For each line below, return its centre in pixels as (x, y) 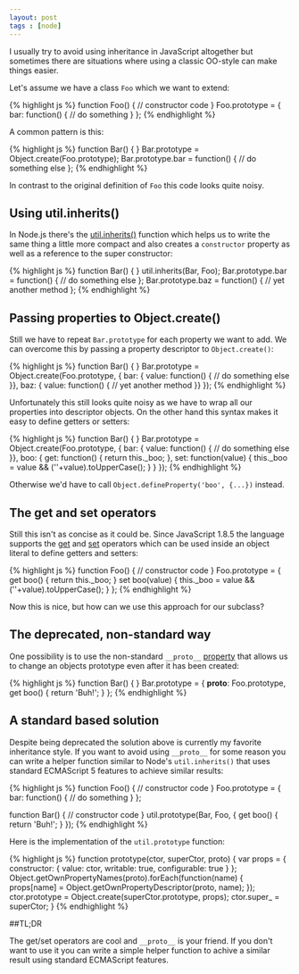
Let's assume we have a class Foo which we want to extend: (120, 87)
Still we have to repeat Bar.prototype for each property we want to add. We (148, 339)
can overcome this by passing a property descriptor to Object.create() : (141, 349)
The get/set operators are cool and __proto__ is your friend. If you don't (141, 941)
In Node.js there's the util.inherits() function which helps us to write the (140, 235)
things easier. (34, 70)
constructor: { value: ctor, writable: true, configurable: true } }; (123, 868)
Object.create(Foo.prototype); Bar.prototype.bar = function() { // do (133, 158)
